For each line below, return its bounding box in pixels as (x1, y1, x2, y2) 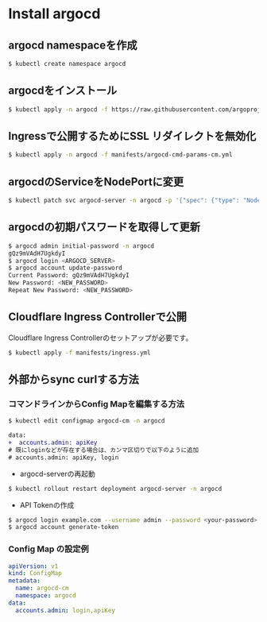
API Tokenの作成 (19, 500, 75, 509)
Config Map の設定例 (8, 543, 89, 554)
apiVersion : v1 (8, 562, 59, 570)
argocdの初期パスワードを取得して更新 (8, 220, 201, 234)
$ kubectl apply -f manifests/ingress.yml (8, 349, 151, 357)
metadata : (8, 577, 41, 585)
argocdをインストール (8, 84, 118, 98)
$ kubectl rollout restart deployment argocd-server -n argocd (8, 485, 222, 493)
